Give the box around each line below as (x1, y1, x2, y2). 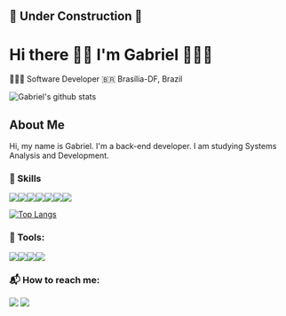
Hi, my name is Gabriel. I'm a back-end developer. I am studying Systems (9, 141, 277, 152)
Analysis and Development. (9, 150, 109, 161)
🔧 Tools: (9, 232, 45, 244)
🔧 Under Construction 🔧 (9, 9, 143, 24)
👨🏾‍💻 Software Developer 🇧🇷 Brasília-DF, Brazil (9, 74, 183, 84)
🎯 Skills (9, 172, 42, 185)
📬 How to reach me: (9, 273, 100, 286)
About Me (9, 117, 65, 132)
